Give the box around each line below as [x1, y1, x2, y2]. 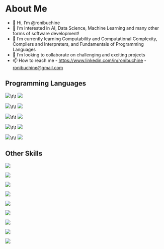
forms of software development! [12, 30, 79, 36]
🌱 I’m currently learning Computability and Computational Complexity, [12, 36, 157, 42]
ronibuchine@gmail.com [12, 64, 63, 70]
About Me [5, 3, 47, 15]
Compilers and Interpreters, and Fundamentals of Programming [12, 41, 144, 47]
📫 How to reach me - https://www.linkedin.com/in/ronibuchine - [12, 57, 147, 63]
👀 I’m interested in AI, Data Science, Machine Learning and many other [12, 25, 159, 31]
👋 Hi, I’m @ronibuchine [12, 20, 60, 26]
